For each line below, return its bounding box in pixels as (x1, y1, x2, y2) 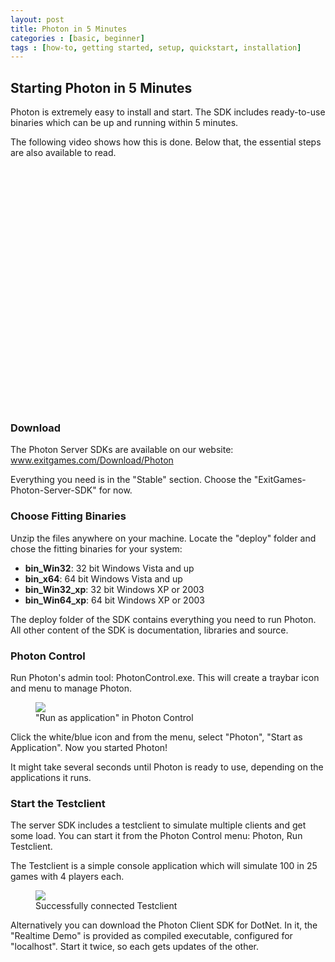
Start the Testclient (10, 796, 106, 810)
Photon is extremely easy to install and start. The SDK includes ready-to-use (10, 106, 326, 118)
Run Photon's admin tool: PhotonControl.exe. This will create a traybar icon (10, 671, 320, 683)
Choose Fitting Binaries (10, 509, 127, 523)
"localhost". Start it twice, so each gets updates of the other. (10, 941, 259, 953)
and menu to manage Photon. (10, 682, 133, 694)
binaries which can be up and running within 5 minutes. (10, 117, 239, 129)
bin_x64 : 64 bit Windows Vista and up (24, 572, 183, 585)
